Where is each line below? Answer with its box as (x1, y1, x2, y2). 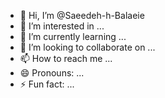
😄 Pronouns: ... (19, 67, 85, 79)
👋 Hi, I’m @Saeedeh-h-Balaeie (19, 10, 145, 21)
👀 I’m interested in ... (19, 20, 105, 32)
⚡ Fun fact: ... (19, 78, 75, 90)
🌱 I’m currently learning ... (19, 31, 127, 42)
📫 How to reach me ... (19, 53, 113, 64)
